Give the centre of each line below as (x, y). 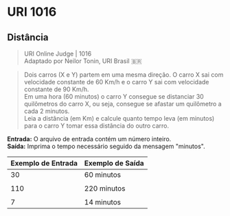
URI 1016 (32, 12)
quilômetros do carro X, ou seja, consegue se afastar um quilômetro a (123, 104)
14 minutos (103, 202)
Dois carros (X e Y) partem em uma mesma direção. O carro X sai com (124, 75)
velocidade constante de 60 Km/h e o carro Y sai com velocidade (116, 82)
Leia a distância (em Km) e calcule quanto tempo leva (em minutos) (119, 118)
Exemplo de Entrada (44, 163)
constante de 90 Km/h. (56, 89)
